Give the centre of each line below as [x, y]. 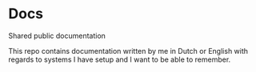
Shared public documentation [57, 36]
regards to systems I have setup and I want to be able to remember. [120, 59]
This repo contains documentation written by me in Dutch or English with [128, 51]
